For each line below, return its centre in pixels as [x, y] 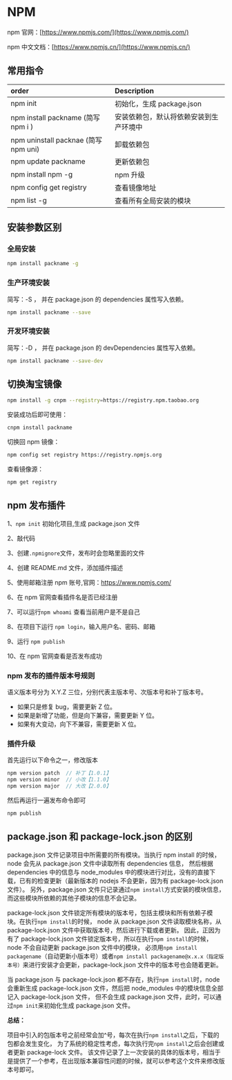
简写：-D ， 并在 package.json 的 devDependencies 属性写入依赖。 [103, 348]
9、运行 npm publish [36, 641]
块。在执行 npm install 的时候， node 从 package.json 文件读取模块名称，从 [115, 921]
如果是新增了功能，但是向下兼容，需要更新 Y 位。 [88, 716]
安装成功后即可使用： [37, 415]
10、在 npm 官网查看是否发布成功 [55, 656]
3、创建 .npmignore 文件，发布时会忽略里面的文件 [76, 553]
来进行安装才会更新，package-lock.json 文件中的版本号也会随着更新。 [122, 964]
